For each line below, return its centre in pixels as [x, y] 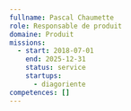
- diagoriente [60, 84]
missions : [28, 43]
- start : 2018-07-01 [56, 51]
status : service [56, 68]
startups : [44, 76]
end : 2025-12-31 [56, 59]
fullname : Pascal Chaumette [62, 17]
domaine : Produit [42, 34]
